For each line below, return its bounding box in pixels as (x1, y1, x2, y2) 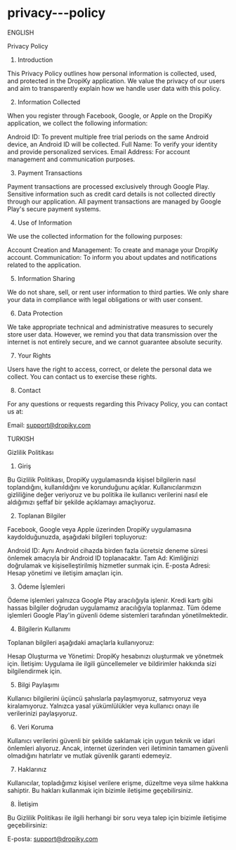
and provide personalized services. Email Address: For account (7, 147, 190, 156)
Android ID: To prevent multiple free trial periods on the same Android (7, 132, 209, 141)
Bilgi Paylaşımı (17, 680, 60, 689)
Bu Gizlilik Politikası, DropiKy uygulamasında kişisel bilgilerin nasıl (7, 475, 197, 484)
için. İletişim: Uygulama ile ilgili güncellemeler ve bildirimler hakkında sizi (7, 659, 216, 668)
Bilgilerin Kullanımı (17, 625, 71, 633)
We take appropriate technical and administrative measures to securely (7, 323, 214, 331)
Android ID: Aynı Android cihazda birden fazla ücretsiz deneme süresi (7, 546, 209, 554)
